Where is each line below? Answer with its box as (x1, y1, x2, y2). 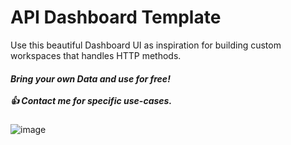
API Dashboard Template (10, 6, 222, 29)
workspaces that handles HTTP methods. (10, 49, 182, 61)
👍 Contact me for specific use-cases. (10, 94, 173, 106)
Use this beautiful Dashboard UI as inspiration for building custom (10, 39, 282, 51)
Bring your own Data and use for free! (10, 72, 171, 85)
